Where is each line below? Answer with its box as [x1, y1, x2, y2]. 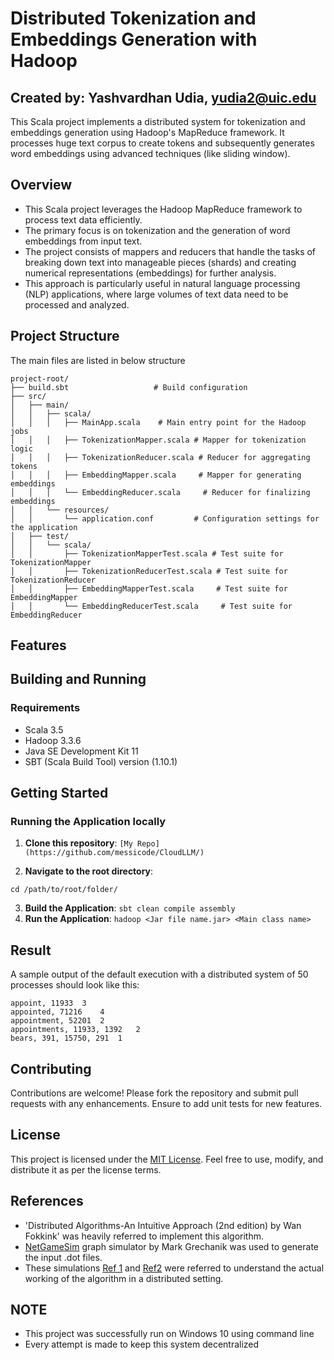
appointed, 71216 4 [10, 1007, 105, 1017]
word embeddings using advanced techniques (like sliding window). [10, 148, 291, 159]
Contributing [10, 1060, 92, 1077]
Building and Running [10, 671, 147, 688]
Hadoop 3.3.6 [24, 734, 82, 746]
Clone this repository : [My [24, 837, 133, 849]
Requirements [10, 701, 81, 715]
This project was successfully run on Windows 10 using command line [24, 1328, 315, 1340]
